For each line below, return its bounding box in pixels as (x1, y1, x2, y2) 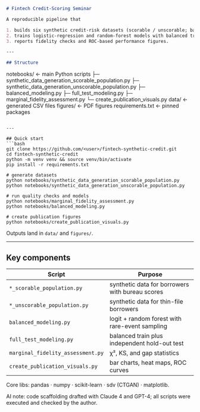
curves (109, 365, 129, 374)
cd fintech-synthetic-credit (6, 151, 79, 157)
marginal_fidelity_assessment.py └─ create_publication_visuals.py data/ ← (6, 96, 188, 103)
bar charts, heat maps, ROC (109, 358, 187, 367)
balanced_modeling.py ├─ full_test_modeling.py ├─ (6, 89, 133, 97)
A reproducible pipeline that (6, 16, 82, 22)
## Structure (6, 60, 39, 66)
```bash (6, 141, 26, 147)
